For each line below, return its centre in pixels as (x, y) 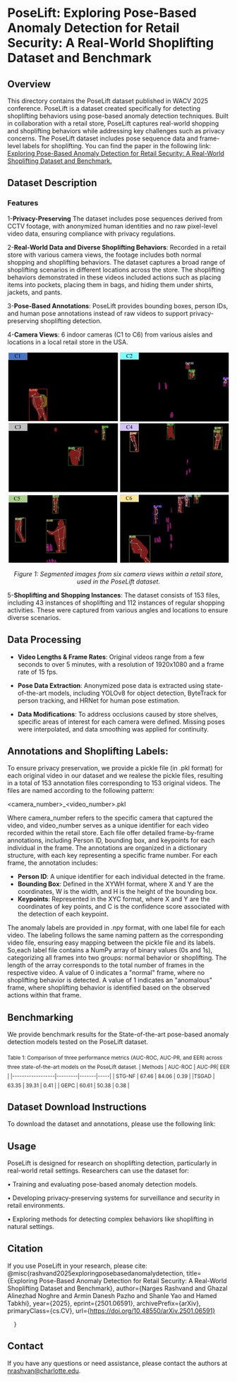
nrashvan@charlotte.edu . (44, 1371)
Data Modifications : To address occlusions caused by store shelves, (118, 714)
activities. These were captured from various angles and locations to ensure (118, 610)
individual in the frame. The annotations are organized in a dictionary (107, 848)
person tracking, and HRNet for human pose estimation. (98, 701)
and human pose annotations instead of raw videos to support (98, 313)
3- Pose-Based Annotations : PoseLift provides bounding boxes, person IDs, (118, 305)
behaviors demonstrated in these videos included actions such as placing (114, 277)
